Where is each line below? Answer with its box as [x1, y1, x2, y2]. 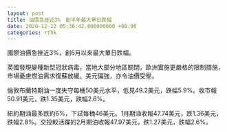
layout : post [7, 10, 45, 17]
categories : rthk [7, 29, 57, 36]
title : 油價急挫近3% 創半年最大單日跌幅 [7, 16, 112, 23]
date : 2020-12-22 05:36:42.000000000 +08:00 [7, 23, 137, 29]
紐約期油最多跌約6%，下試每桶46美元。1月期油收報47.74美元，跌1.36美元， [7, 109, 222, 118]
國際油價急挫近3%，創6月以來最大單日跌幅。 [7, 49, 136, 57]
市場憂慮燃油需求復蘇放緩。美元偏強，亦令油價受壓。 [7, 72, 158, 80]
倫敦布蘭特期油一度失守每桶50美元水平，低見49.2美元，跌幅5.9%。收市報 [7, 86, 217, 94]
